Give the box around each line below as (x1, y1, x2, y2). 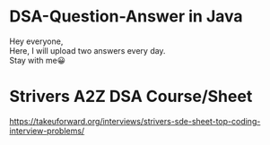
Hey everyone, (9, 36, 64, 47)
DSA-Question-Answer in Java (9, 6, 244, 27)
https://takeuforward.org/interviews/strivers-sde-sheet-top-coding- (9, 115, 261, 126)
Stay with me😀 (9, 55, 65, 65)
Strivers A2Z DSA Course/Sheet (9, 87, 253, 107)
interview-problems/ (9, 125, 85, 136)
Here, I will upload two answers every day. (9, 45, 166, 55)
